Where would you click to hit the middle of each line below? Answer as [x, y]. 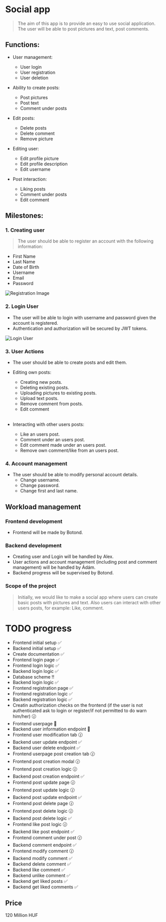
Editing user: [26, 148]
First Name [24, 256]
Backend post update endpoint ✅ [47, 797]
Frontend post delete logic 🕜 [43, 811]
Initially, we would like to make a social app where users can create [88, 597]
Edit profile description [44, 164]
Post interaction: [30, 179]
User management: [33, 57]
